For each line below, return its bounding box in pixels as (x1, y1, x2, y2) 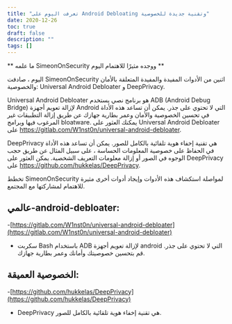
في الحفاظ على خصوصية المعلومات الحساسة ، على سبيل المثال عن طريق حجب (7, 147, 215, 154)
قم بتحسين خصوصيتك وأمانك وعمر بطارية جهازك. (17, 248, 145, 257)
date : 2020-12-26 (7, 17, 58, 24)
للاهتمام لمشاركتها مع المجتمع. (7, 182, 85, 190)
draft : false (7, 29, 45, 37)
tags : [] (7, 42, 33, 49)
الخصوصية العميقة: (7, 269, 79, 281)
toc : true (7, 23, 36, 30)
